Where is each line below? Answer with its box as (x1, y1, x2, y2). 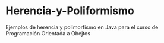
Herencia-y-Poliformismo (5, 4, 134, 18)
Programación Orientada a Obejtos (5, 29, 90, 37)
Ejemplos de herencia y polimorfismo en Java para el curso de (5, 24, 159, 31)
